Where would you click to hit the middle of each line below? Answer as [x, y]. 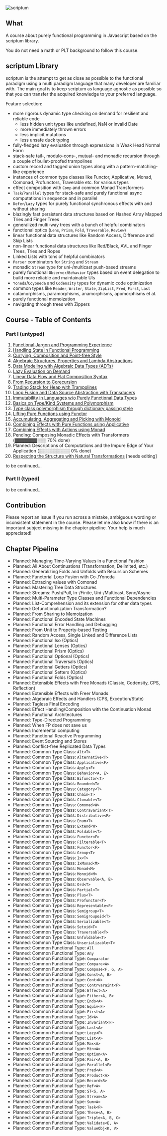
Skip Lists [23, 240]
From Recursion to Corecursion [45, 382]
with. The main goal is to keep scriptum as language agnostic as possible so [84, 89]
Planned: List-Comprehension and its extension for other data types [82, 603]
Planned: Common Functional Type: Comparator [61, 958]
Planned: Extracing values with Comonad [55, 582]
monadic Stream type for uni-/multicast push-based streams [74, 267]
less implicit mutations [43, 134]
